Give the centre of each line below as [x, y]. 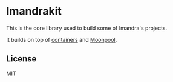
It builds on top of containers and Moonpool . [62, 39]
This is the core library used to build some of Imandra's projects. [87, 28]
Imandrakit [34, 11]
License [21, 59]
